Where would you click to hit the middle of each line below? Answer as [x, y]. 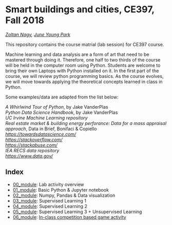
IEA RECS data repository [32, 150]
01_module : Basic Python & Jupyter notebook [61, 190]
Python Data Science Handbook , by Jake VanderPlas [62, 112]
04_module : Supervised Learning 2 [50, 206]
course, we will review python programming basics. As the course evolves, [84, 76]
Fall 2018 [25, 20]
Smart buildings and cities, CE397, [80, 9]
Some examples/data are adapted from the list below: [62, 97]
